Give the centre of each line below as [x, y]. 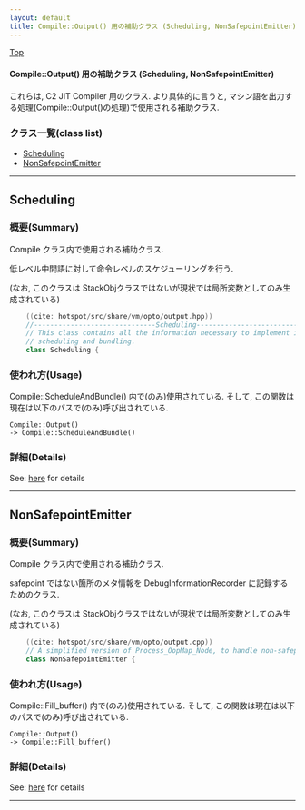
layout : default [40, 18]
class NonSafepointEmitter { [81, 659]
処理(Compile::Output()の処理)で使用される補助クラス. [118, 107]
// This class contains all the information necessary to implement [158, 333]
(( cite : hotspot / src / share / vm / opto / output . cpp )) [119, 642]
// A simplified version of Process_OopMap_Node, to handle [142, 651]
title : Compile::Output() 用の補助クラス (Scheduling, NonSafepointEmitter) [153, 26]
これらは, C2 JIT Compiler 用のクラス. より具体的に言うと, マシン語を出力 [147, 95]
